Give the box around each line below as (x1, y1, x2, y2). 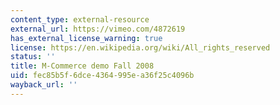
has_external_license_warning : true (10, 33, 163, 43)
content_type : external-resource (10, 14, 150, 25)
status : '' (10, 52, 56, 62)
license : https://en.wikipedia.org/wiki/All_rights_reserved (10, 42, 271, 53)
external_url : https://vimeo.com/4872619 (10, 24, 186, 34)
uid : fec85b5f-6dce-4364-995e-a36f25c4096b (10, 71, 195, 81)
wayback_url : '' (10, 80, 78, 90)
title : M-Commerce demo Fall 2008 (10, 61, 155, 71)
